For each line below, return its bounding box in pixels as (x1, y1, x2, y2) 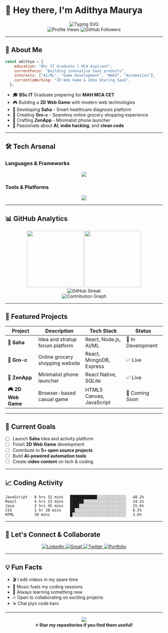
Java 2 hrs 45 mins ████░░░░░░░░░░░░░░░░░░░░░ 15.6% (5, 503, 144, 509)
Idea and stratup (38, 336, 77, 343)
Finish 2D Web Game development (12, 441, 84, 447)
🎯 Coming (126, 390, 149, 397)
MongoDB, (85, 356, 110, 363)
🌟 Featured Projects (5, 312, 68, 321)
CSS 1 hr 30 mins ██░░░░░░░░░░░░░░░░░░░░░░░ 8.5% (5, 508, 142, 513)
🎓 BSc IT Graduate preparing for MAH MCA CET (12, 92, 115, 97)
